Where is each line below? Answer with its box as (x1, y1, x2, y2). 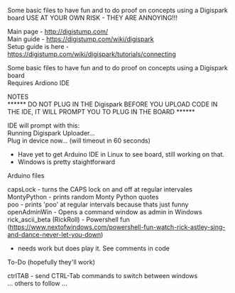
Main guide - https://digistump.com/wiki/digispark (7, 35, 154, 43)
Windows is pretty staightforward (17, 157, 116, 166)
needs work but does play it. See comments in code (17, 244, 170, 253)
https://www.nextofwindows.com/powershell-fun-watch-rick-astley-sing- (9, 223, 226, 231)
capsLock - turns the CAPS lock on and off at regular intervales (7, 185, 193, 194)
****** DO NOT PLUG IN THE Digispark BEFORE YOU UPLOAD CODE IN (7, 100, 218, 109)
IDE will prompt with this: (7, 121, 80, 130)
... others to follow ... (7, 280, 67, 287)
